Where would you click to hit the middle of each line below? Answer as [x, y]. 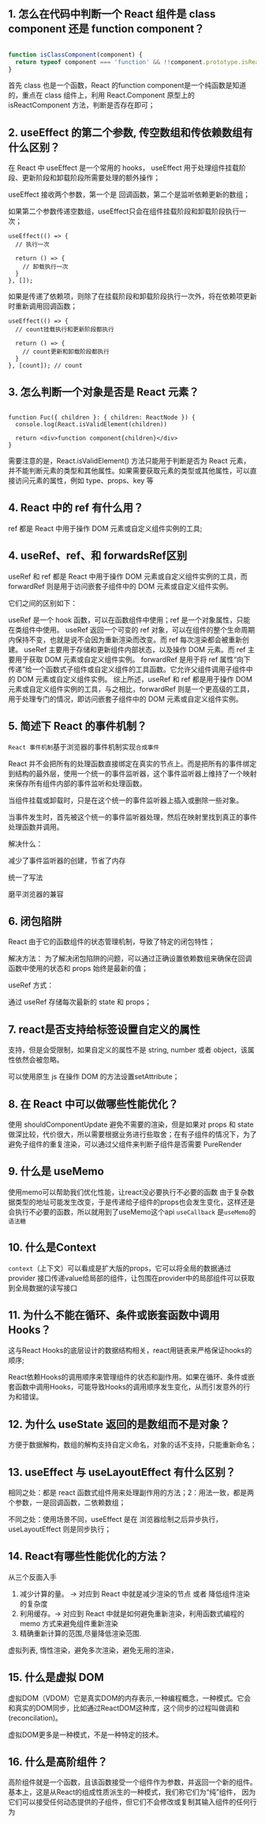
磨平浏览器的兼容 [36, 894]
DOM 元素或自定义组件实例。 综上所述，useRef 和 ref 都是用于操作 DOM [134, 679]
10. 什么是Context [52, 1248]
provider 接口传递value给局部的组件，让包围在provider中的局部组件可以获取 [131, 1278]
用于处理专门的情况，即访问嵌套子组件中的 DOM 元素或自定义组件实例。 [125, 699]
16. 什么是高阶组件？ [58, 1762]
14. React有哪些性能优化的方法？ [88, 1556]
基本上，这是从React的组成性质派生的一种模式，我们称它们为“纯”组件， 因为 [132, 1792]
